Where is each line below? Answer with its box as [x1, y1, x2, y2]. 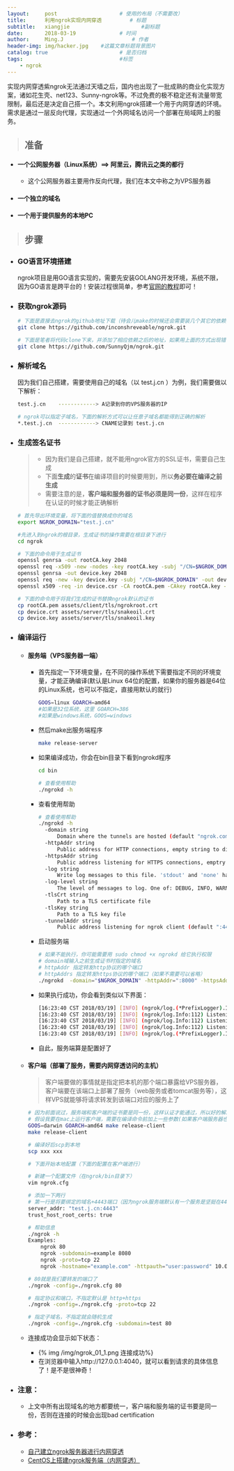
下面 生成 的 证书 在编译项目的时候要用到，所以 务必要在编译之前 [45, 472, 223, 481]
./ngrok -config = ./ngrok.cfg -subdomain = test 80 [27, 1320, 172, 1327]
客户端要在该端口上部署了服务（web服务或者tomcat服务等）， [45, 1087, 221, 1095]
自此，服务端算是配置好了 [38, 1044, 112, 1053]
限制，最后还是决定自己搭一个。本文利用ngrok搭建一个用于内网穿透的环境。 [7, 99, 225, 108]
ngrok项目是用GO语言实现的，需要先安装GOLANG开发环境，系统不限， [17, 273, 222, 282]
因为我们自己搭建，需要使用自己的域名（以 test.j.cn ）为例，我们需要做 [17, 378, 221, 387]
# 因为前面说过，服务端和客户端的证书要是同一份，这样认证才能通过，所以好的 [27, 1109, 221, 1116]
